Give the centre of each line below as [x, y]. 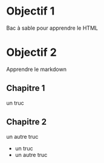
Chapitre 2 [27, 122]
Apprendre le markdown [36, 69]
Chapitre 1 [26, 88]
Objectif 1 [31, 11]
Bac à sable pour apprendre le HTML [52, 28]
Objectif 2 [32, 52]
